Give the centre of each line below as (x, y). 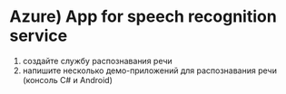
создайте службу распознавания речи (97, 61)
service (39, 36)
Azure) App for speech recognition (143, 17)
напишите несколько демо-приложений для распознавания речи (149, 70)
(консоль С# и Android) (68, 80)
